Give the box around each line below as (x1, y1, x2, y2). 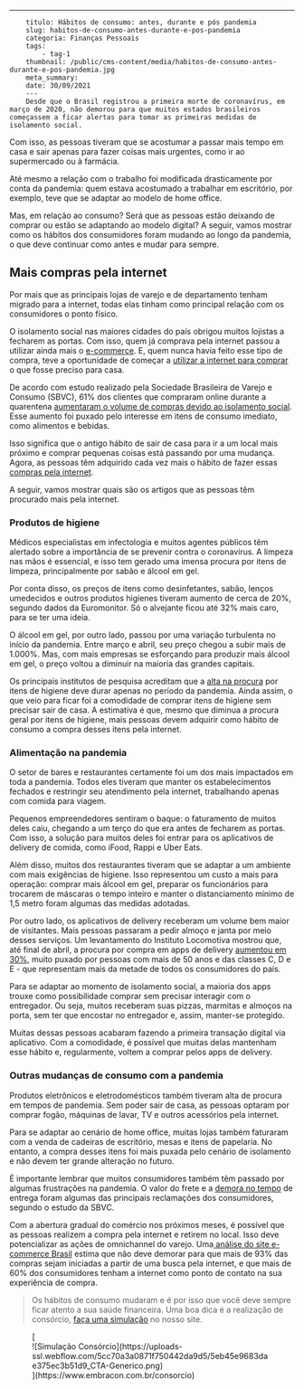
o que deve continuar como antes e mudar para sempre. (9, 239, 220, 250)
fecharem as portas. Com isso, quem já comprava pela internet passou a (9, 335, 280, 346)
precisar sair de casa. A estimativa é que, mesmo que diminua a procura (9, 704, 279, 715)
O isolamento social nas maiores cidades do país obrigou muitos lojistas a (9, 326, 285, 336)
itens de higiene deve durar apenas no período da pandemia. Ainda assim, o (9, 685, 294, 696)
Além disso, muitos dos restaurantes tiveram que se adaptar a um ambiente (9, 860, 291, 871)
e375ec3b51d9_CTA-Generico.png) (32, 1360, 164, 1371)
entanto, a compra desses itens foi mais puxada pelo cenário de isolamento (9, 1146, 291, 1157)
